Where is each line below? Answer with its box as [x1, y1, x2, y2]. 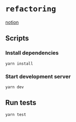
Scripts [5, 34, 29, 43]
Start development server [5, 73, 71, 80]
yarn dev [5, 84, 24, 90]
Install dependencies [5, 49, 59, 56]
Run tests [5, 98, 36, 107]
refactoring [5, 4, 56, 14]
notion [5, 19, 19, 25]
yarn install [5, 61, 33, 66]
